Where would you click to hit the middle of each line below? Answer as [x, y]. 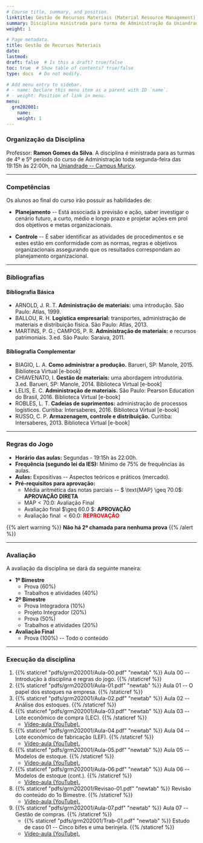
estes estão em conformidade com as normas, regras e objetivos [96, 243]
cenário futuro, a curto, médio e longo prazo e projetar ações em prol [101, 218]
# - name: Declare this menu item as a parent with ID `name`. [88, 90]
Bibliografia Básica [30, 292]
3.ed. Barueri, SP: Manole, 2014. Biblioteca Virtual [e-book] [88, 384]
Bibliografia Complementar [41, 351]
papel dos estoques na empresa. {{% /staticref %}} [79, 692]
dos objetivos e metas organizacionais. [64, 225]
